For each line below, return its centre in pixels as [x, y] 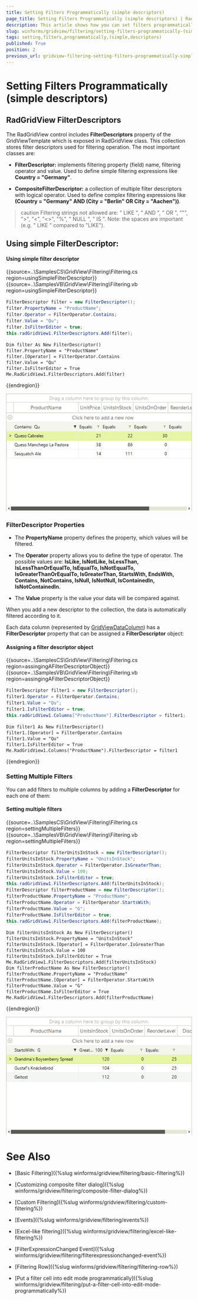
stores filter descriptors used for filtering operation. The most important [93, 147]
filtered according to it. [34, 615]
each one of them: [28, 795]
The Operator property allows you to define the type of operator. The [99, 555]
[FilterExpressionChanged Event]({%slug [65, 1249]
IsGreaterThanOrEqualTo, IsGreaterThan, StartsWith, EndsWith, [94, 574]
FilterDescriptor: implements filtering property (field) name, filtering [98, 165]
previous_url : [24, 56]
